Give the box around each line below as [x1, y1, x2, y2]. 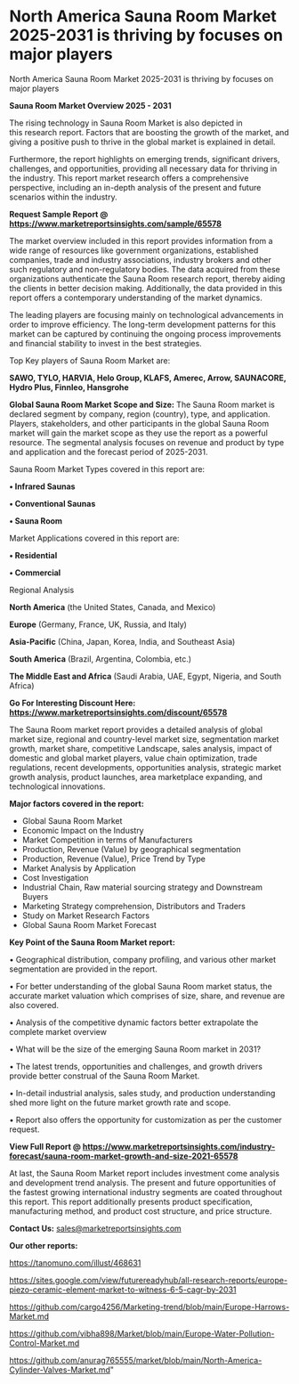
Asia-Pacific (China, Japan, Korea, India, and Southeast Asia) [9, 636, 236, 647]
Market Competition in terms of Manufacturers [21, 834, 193, 845]
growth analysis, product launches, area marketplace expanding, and [9, 771, 263, 782]
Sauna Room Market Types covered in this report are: [9, 463, 206, 474]
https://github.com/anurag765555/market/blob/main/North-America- [9, 1355, 263, 1365]
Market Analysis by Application [21, 862, 136, 874]
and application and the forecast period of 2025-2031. [9, 446, 208, 457]
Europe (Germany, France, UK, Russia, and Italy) [9, 619, 187, 630]
